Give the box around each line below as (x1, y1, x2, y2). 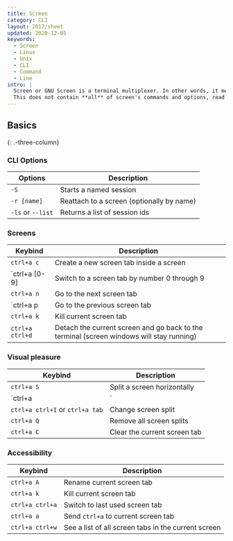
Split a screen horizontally (110, 382, 194, 392)
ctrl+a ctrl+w (10, 524, 58, 531)
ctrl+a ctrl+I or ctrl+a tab (10, 404, 103, 414)
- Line (13, 74, 33, 82)
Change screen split (110, 404, 175, 414)
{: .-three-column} (7, 138, 60, 146)
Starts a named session (60, 185, 137, 195)
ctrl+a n (10, 290, 40, 298)
